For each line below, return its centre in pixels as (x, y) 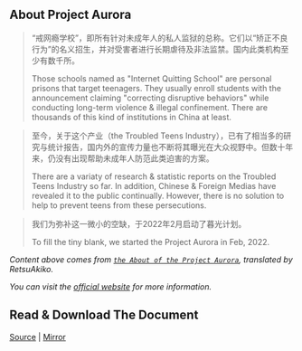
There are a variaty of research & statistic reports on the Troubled (154, 176)
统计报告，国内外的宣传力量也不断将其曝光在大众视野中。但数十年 (170, 147)
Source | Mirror (38, 337)
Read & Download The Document (104, 315)
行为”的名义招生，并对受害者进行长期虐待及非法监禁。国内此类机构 (156, 49)
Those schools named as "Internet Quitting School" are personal (151, 78)
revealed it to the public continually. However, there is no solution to (158, 195)
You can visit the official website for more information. (111, 286)
